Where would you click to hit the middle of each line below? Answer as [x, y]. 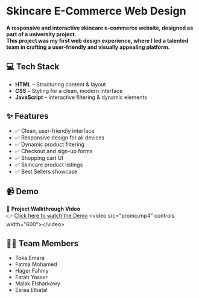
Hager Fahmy [32, 271]
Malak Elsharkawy [37, 284]
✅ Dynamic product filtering [50, 144]
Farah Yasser [31, 277]
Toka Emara [30, 258]
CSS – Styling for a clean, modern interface [69, 90]
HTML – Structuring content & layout [60, 84]
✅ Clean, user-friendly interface [55, 130]
